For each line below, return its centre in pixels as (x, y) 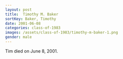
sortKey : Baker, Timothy (31, 19)
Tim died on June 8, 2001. (32, 51)
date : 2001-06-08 (23, 23)
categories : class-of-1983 (33, 28)
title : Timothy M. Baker (32, 14)
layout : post (19, 10)
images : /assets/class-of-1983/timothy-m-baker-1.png (62, 32)
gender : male (19, 37)
